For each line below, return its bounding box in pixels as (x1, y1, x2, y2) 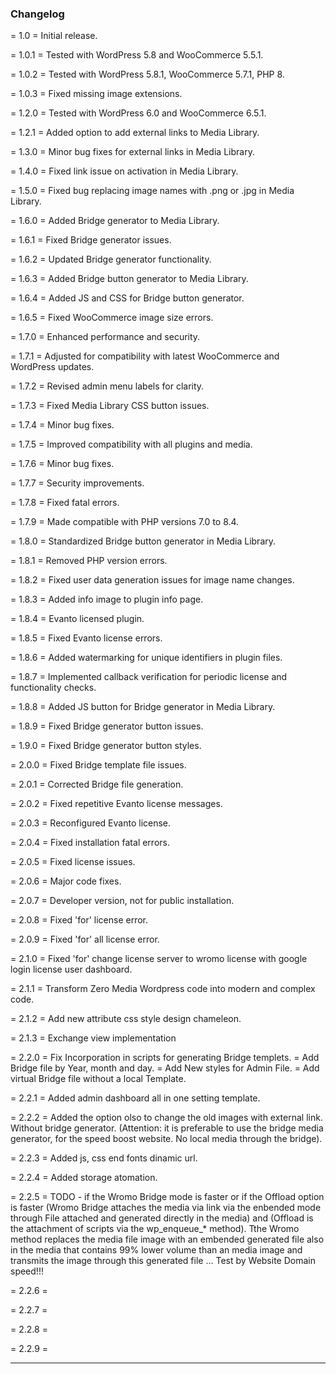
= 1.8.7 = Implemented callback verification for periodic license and (10, 671, 288, 683)
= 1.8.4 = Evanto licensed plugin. (10, 613, 145, 625)
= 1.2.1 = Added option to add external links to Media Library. (10, 127, 260, 139)
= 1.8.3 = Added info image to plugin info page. (10, 593, 204, 606)
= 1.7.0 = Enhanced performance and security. (10, 331, 201, 343)
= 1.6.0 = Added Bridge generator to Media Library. (10, 215, 220, 227)
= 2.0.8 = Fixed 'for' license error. (10, 914, 149, 926)
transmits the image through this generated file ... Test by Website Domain (10, 1255, 316, 1267)
